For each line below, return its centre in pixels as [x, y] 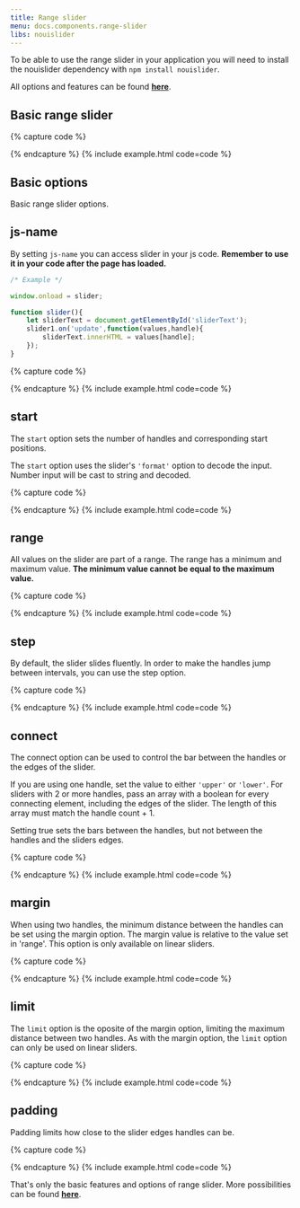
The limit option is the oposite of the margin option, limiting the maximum [148, 1028]
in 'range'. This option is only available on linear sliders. [112, 943]
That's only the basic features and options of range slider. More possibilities [150, 1184]
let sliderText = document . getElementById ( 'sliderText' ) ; [137, 321]
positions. [28, 448]
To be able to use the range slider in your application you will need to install [150, 60]
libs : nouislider [43, 34]
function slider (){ [47, 312]
